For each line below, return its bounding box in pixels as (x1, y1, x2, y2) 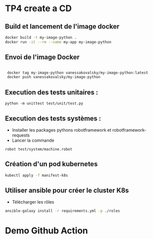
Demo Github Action (5, 225, 88, 236)
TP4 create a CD (5, 3, 72, 14)
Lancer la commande (12, 137, 55, 143)
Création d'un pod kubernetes (5, 160, 98, 168)
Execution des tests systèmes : (5, 114, 101, 122)
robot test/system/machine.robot (5, 147, 73, 152)
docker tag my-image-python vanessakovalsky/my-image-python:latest (7, 70, 149, 75)
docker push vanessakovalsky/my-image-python (7, 75, 101, 80)
